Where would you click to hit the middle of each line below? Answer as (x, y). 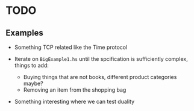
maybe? (33, 83)
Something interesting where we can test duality (74, 101)
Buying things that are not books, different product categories (100, 77)
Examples (24, 33)
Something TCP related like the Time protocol (71, 47)
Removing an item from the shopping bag (75, 90)
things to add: (32, 65)
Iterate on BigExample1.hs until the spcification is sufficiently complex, (101, 59)
